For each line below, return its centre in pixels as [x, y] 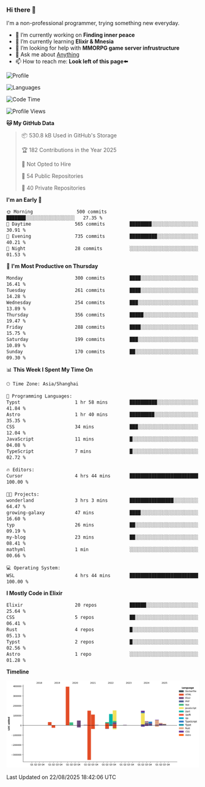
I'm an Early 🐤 [24, 200]
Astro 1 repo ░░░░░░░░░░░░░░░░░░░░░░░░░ [102, 655]
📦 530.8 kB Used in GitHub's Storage [69, 136]
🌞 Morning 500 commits [57, 212]
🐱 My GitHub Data [31, 123]
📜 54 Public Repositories [52, 176]
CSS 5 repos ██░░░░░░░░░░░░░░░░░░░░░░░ [102, 618]
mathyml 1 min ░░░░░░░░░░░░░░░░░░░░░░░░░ [102, 550]
